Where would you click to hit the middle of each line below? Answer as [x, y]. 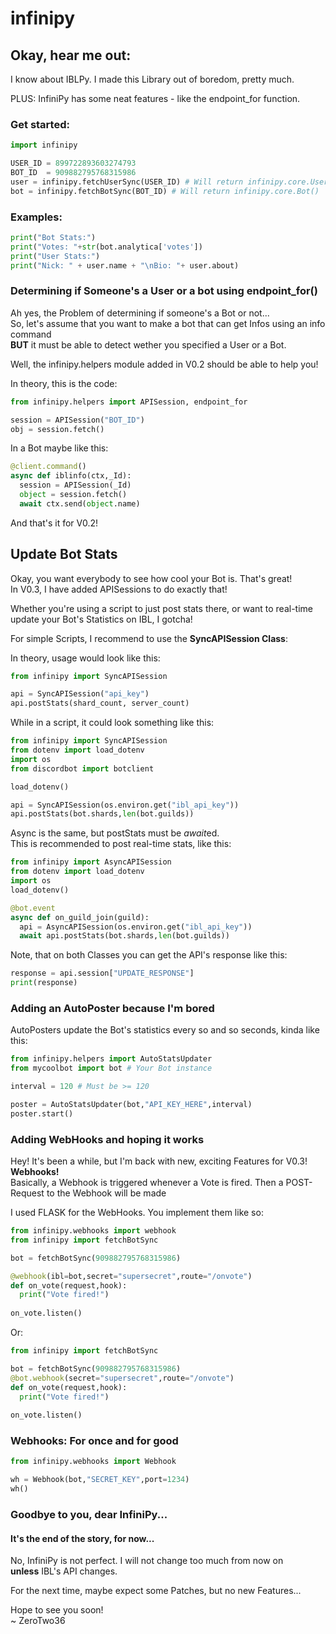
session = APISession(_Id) [75, 485]
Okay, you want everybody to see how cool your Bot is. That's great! [151, 578]
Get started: [40, 124]
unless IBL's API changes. [64, 1571]
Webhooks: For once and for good [94, 1441]
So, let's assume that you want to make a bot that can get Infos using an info [168, 323]
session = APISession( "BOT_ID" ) [77, 420]
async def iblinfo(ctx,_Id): [71, 476]
